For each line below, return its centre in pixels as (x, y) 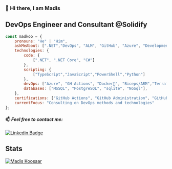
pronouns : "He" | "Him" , (41, 41)
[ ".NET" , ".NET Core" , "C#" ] (64, 60)
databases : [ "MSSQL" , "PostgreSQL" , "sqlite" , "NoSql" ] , (86, 89)
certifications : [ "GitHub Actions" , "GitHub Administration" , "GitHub (91, 98)
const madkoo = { (24, 36)
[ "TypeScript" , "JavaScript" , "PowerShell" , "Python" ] (89, 74)
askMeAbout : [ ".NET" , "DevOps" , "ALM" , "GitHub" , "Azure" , (78, 46)
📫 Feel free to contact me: (34, 119)
